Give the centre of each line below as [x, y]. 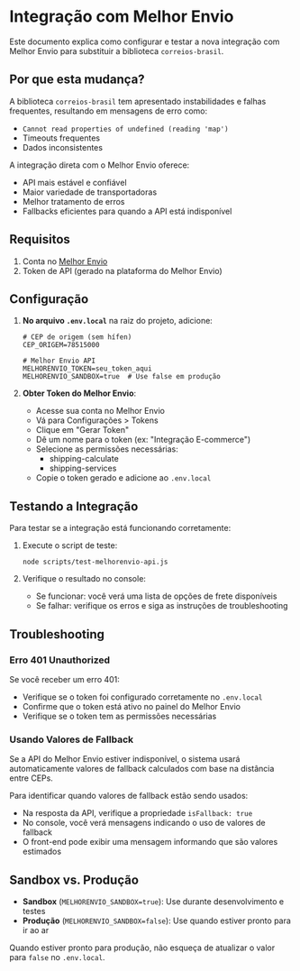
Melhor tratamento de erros [73, 201]
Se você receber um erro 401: [64, 679]
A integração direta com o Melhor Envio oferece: [100, 165]
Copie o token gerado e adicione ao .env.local [123, 478]
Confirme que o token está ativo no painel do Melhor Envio [132, 706]
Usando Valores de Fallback [72, 739]
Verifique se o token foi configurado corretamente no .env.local [142, 697]
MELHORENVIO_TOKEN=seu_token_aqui [87, 369]
